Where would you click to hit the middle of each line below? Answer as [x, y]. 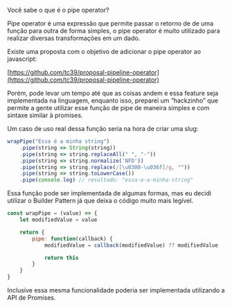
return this [61, 258]
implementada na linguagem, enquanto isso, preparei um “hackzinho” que [113, 100]
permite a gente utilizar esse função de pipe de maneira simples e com [108, 108]
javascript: [22, 59]
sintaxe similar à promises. [45, 115]
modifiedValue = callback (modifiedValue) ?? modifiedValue [131, 245]
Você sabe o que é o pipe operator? [58, 10]
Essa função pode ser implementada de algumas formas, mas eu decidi [109, 193]
